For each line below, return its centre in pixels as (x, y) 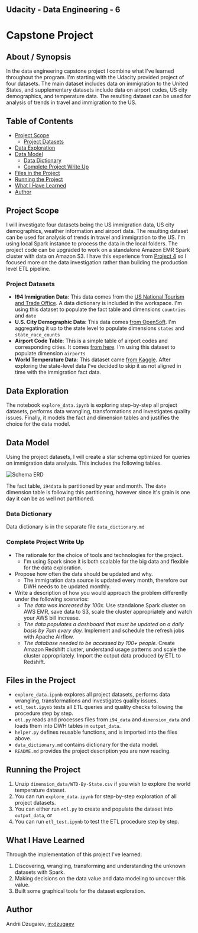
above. (23, 738)
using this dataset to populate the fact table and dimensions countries (100, 309)
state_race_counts (37, 335)
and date (25, 316)
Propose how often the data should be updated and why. (84, 574)
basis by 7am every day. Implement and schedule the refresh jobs (104, 630)
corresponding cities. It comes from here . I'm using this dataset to (95, 347)
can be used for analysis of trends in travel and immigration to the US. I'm (96, 237)
